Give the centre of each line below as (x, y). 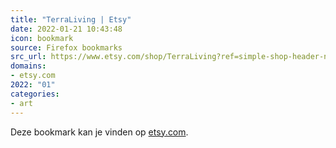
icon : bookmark (42, 38)
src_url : (28, 57)
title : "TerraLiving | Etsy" (71, 19)
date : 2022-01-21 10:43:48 (66, 29)
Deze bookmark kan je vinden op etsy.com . (99, 132)
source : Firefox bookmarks (66, 47)
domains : (28, 66)
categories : (35, 94)
